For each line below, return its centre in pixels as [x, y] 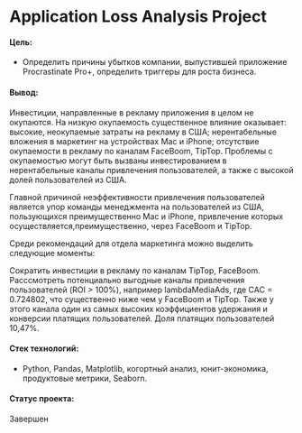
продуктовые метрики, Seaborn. [85, 378]
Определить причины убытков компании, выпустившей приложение [155, 62]
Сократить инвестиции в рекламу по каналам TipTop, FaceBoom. [135, 270]
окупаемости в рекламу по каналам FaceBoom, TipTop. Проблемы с [141, 151]
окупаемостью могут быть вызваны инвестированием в [118, 161]
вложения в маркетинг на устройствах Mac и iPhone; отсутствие [134, 141]
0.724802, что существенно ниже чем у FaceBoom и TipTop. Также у [142, 299]
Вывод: [24, 92]
